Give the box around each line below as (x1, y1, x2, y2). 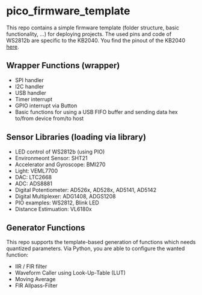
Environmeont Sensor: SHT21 (14, 154, 88, 161)
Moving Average (14, 276, 56, 283)
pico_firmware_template (6, 4, 130, 18)
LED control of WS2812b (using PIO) (14, 148, 105, 155)
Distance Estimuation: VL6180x (14, 205, 92, 212)
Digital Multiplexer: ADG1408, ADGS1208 (14, 192, 116, 200)
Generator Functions (6, 222, 85, 233)
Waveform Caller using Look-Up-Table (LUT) (14, 269, 126, 276)
